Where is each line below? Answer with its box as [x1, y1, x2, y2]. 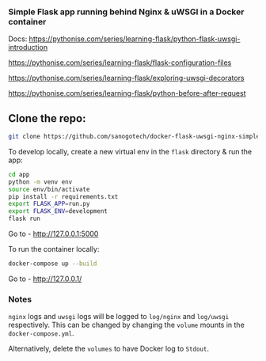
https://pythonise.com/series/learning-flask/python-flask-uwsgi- [28, 34, 241, 44]
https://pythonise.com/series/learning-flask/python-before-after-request [8, 89, 246, 98]
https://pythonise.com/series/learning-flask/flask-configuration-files [8, 58, 232, 67]
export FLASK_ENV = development [8, 207, 108, 215]
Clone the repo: [8, 112, 86, 125]
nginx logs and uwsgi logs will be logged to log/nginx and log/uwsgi [8, 312, 230, 321]
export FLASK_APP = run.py [8, 200, 90, 208]
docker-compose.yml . [8, 329, 74, 338]
